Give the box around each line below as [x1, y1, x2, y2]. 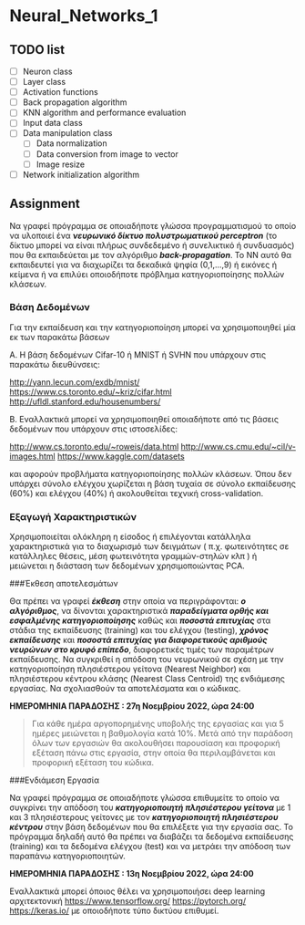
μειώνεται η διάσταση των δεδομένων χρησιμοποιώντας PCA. [9, 560, 246, 571]
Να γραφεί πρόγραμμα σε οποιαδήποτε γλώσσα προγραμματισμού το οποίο [9, 220, 297, 231]
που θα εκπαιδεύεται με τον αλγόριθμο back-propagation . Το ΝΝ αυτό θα [9, 249, 292, 260]
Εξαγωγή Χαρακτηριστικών [9, 510, 137, 523]
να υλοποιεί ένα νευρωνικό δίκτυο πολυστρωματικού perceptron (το [9, 230, 278, 241]
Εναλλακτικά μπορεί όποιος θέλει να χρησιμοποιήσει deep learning [9, 886, 266, 897]
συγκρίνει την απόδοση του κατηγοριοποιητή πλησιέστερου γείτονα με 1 [9, 802, 291, 813]
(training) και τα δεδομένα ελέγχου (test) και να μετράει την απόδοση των [9, 841, 291, 852]
